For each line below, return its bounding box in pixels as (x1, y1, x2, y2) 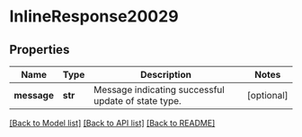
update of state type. (93, 95, 182, 107)
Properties (9, 42, 70, 57)
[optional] (246, 90, 289, 101)
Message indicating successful (93, 83, 225, 96)
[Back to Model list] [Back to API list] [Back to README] (9, 118, 216, 128)
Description (140, 69, 191, 81)
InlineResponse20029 (9, 6, 179, 27)
